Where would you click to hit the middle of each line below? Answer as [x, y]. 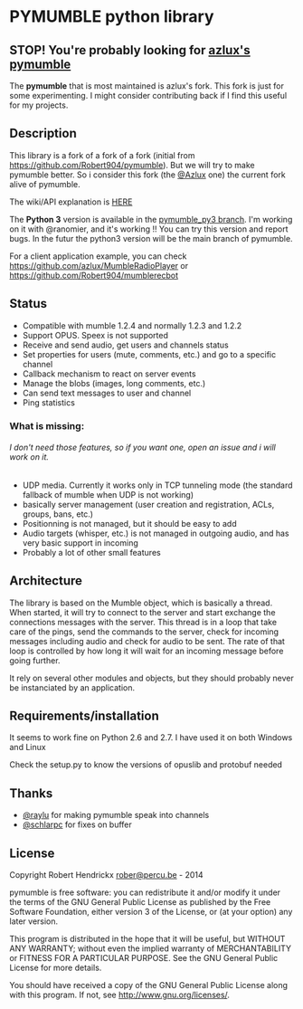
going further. [35, 660]
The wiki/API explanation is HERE [71, 202]
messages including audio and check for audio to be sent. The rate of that [147, 641]
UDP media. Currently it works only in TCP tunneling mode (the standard [157, 485]
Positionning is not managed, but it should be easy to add [129, 523]
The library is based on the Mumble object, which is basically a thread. [141, 603]
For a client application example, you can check [98, 256]
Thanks [31, 793]
